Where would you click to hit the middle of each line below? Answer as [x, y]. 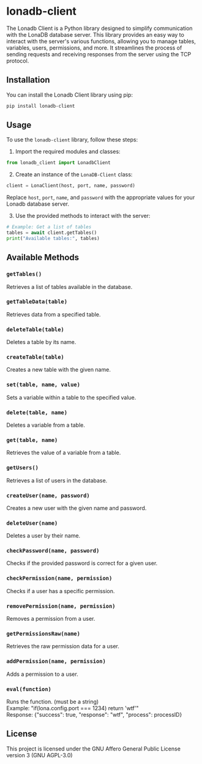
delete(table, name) [37, 412]
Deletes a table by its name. [41, 342]
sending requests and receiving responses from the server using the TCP [99, 54]
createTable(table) [35, 357]
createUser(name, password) [48, 495]
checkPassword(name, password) [53, 551]
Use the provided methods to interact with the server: [83, 216]
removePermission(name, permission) [61, 606]
